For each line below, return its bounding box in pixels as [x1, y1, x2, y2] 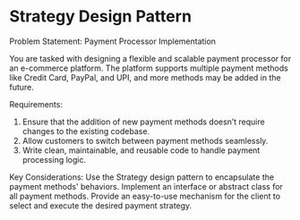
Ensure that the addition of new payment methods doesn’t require [21, 116, 266, 127]
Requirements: [9, 98, 63, 109]
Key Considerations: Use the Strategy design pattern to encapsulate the [9, 172, 275, 182]
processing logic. [21, 154, 87, 165]
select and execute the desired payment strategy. [9, 199, 193, 211]
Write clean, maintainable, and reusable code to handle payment [21, 145, 261, 156]
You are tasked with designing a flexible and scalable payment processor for [9, 53, 292, 63]
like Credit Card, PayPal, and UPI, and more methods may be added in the [9, 72, 281, 82]
